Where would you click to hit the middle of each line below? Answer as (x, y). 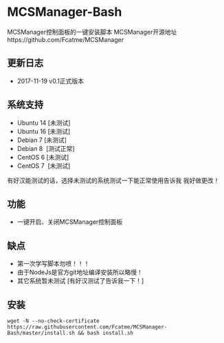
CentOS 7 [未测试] (44, 165)
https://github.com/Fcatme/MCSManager (66, 39)
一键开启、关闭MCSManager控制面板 (70, 222)
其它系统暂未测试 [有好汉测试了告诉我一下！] (80, 281)
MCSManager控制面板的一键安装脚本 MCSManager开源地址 (92, 32)
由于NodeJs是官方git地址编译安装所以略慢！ (80, 272)
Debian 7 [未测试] (42, 140)
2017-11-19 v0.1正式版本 (51, 81)
